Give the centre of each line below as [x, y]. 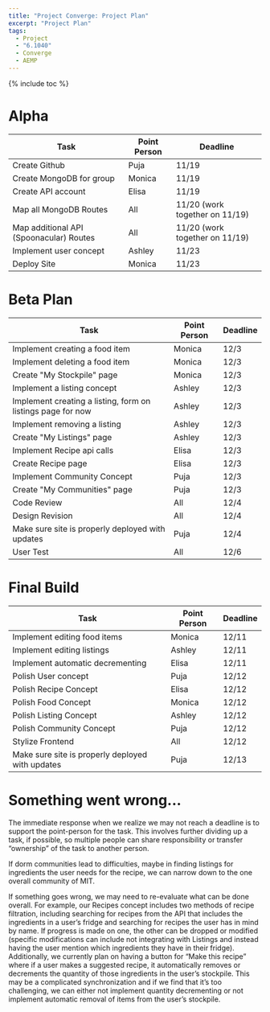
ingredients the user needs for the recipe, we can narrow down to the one [131, 872]
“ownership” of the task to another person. [79, 848]
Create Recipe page [50, 463]
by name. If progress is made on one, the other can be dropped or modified [133, 931]
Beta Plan [41, 299]
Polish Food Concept [52, 702]
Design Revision [43, 516]
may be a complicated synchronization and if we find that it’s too [115, 981]
